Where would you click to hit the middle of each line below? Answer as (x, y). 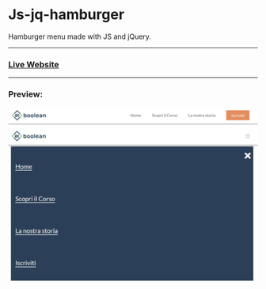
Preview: (26, 94)
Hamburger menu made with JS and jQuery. (80, 36)
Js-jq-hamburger (66, 15)
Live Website (34, 64)
